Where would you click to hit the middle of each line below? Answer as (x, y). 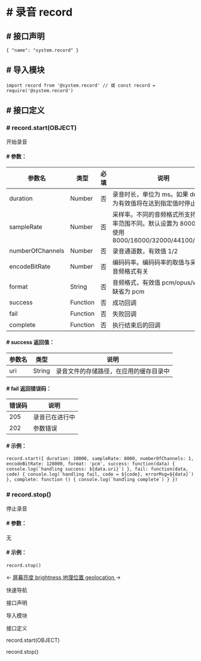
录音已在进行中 (54, 418)
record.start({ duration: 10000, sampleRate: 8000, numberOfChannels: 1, (100, 459)
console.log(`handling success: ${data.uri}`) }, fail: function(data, (97, 469)
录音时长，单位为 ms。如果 (150, 194)
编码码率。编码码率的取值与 (152, 262)
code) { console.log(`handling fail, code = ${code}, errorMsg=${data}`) (100, 474)
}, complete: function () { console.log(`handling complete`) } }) (92, 480)
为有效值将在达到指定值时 (149, 203)
